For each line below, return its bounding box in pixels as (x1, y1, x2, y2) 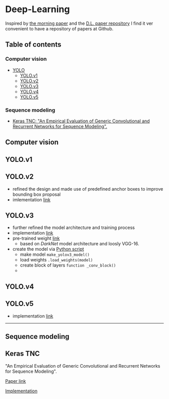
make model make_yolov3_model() (20, 251, 90, 257)
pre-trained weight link (12, 235, 60, 241)
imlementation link (12, 196, 51, 203)
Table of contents (5, 40, 61, 49)
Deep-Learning (5, 4, 70, 15)
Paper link (5, 378, 26, 384)
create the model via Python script (12, 246, 84, 252)
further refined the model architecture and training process (12, 225, 135, 231)
